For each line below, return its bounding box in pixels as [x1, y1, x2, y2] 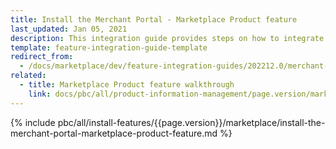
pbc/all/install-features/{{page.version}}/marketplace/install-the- [57, 116, 326, 128]
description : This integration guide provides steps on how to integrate [10, 33, 325, 43]
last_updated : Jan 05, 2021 [10, 24, 128, 34]
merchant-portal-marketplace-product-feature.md [10, 127, 218, 139]
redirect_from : [10, 52, 74, 62]
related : [10, 71, 47, 81]
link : [28, 89, 52, 99]
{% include [10, 116, 56, 128]
